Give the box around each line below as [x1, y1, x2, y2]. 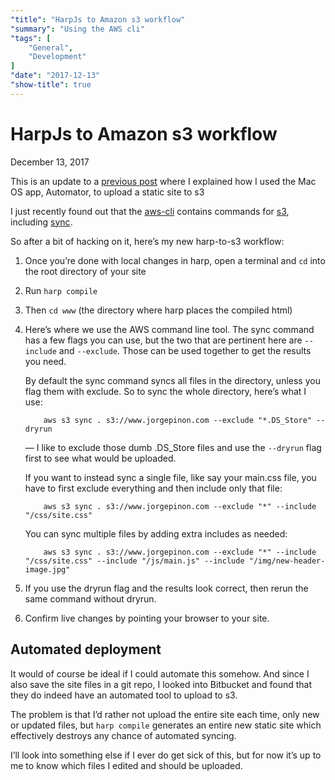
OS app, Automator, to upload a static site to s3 [10, 186, 205, 198]
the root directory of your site [24, 265, 147, 277]
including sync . [10, 216, 73, 228]
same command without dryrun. [24, 592, 157, 605]
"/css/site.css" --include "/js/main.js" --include [24, 556, 245, 566]
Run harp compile [24, 284, 98, 296]
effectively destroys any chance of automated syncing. [10, 729, 237, 741]
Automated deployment [10, 641, 162, 658]
